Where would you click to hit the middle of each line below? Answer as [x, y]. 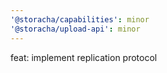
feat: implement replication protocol [84, 57]
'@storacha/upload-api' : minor [75, 29]
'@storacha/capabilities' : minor [80, 19]
